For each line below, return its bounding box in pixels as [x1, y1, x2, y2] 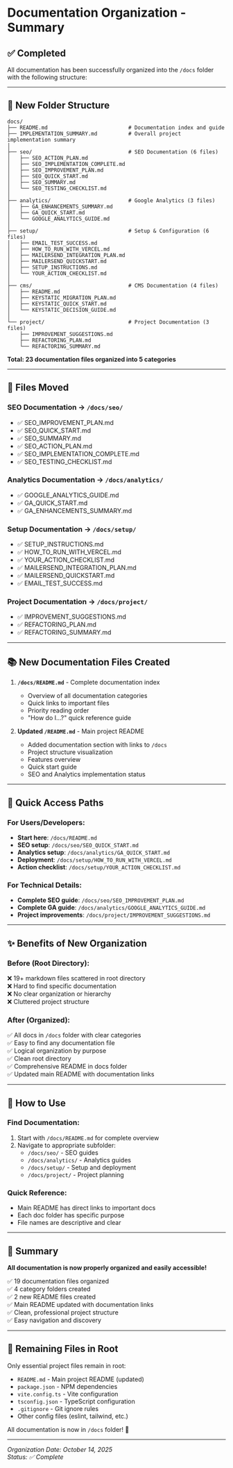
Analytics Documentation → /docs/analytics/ [7, 475, 164, 485]
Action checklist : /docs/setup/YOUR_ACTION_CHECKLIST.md [17, 862, 181, 871]
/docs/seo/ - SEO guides [27, 1148, 98, 1157]
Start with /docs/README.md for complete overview [17, 1133, 159, 1142]
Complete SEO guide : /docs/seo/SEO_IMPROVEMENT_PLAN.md [17, 896, 184, 904]
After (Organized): [7, 1015, 71, 1025]
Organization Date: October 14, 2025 [7, 1445, 113, 1453]
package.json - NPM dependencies [17, 1382, 118, 1390]
